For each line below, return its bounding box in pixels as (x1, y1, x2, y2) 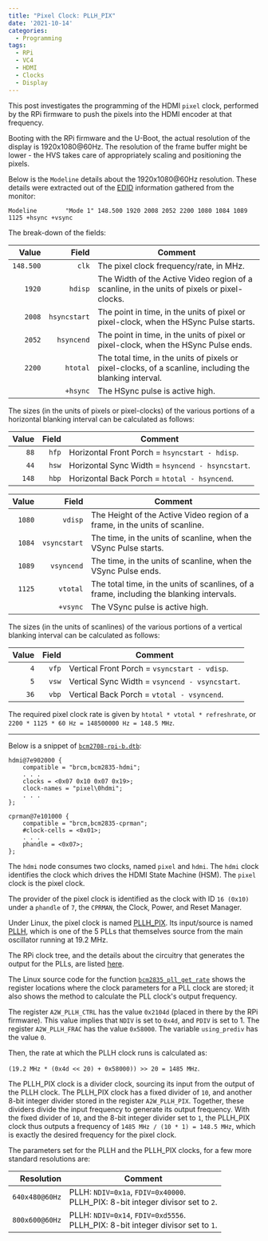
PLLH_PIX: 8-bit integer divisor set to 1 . (69, 1219, 218, 1231)
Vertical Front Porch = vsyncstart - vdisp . (69, 663, 229, 674)
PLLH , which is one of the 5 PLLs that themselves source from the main (8, 926, 243, 936)
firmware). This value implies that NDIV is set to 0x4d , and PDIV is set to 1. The (8, 1015, 260, 1025)
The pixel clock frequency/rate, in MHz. (97, 260, 245, 271)
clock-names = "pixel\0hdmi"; (22, 784, 124, 792)
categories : (8, 26, 48, 34)
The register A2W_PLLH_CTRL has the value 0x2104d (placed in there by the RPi (8, 1007, 258, 1016)
